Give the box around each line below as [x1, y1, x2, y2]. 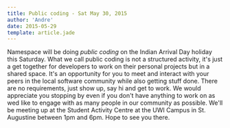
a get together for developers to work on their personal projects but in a [7, 62, 210, 71]
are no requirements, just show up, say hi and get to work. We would [7, 84, 201, 92]
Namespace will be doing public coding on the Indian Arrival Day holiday [7, 48, 213, 56]
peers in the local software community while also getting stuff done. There [7, 77, 218, 86]
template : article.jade [7, 29, 76, 36]
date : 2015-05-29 [7, 23, 57, 29]
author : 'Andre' [7, 16, 54, 23]
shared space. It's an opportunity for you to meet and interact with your [7, 70, 209, 78]
